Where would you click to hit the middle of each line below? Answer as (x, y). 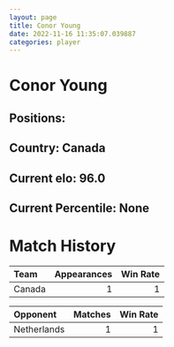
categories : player (45, 42)
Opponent (35, 314)
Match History (63, 246)
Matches (92, 314)
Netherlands (39, 329)
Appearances (83, 274)
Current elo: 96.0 (57, 178)
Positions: (38, 118)
